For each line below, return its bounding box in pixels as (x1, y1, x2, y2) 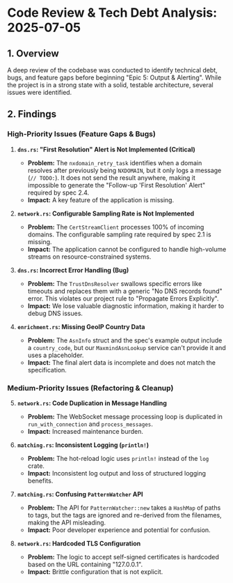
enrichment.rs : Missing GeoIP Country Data (17, 322, 145, 331)
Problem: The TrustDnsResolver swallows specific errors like (27, 279, 202, 287)
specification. (27, 365, 67, 374)
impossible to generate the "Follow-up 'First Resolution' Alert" (27, 181, 206, 189)
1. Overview (7, 47, 59, 59)
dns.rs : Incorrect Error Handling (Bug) (17, 266, 129, 274)
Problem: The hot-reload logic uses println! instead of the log (27, 454, 209, 462)
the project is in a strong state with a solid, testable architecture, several (7, 81, 214, 89)
